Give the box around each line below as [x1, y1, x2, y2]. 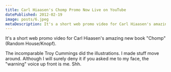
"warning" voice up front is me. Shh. [5, 61, 81, 67]
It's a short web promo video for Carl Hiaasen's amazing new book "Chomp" [5, 35, 166, 41]
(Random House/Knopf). [5, 41, 56, 47]
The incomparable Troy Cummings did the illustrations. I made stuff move [5, 50, 159, 56]
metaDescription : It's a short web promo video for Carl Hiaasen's [5, 21, 152, 27]
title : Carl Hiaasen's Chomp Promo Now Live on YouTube [5, 7, 126, 13]
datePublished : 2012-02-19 [5, 12, 63, 17]
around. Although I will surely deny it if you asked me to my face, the [5, 56, 149, 62]
